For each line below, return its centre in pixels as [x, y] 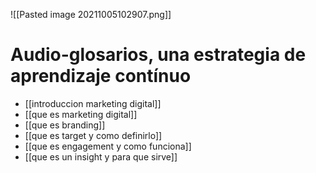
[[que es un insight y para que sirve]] [101, 156]
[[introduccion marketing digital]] [93, 103]
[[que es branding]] [65, 125]
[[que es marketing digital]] [81, 114]
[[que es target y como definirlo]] [93, 135]
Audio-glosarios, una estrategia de [158, 55]
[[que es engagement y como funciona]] [108, 146]
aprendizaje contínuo [101, 76]
